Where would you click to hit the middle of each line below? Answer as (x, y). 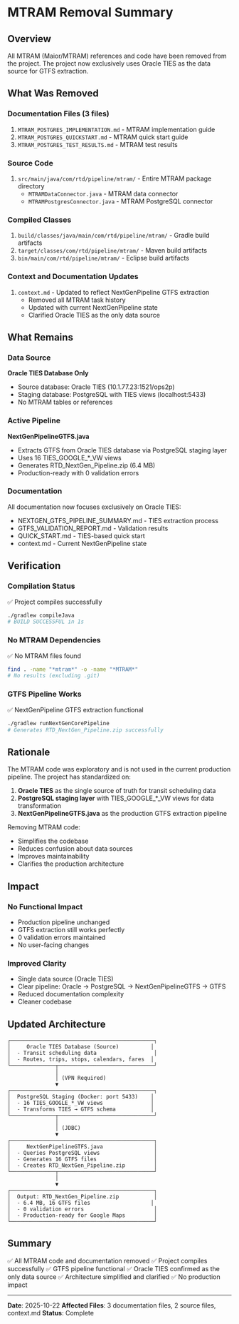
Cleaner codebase (45, 1002)
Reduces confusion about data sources (75, 849)
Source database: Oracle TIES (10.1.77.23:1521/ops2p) (96, 387)
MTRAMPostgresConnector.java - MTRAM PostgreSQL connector (121, 201)
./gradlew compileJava (41, 615)
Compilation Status (41, 586)
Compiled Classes (39, 220)
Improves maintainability (53, 856)
